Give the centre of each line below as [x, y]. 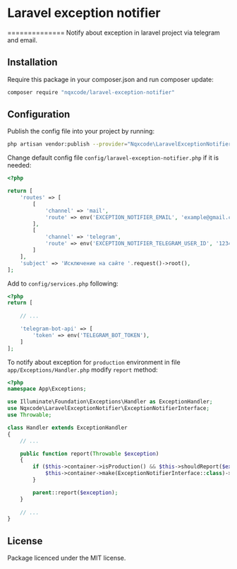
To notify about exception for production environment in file [94, 362]
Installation [32, 63]
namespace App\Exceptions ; [47, 389]
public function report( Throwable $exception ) [90, 454]
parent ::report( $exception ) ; [75, 493]
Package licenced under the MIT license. [67, 558]
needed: [19, 165]
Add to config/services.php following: [63, 283]
